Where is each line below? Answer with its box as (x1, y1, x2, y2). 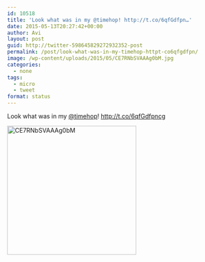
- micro (13, 80, 36, 87)
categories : (7, 61, 41, 68)
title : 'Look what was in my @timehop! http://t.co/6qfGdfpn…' (7, 17, 193, 23)
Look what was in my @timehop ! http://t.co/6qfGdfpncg (7, 112, 166, 120)
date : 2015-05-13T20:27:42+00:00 (7, 23, 103, 30)
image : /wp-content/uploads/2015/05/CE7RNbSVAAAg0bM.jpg (7, 55, 174, 62)
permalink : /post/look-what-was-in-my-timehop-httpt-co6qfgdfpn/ (7, 49, 198, 56)
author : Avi (7, 29, 41, 36)
